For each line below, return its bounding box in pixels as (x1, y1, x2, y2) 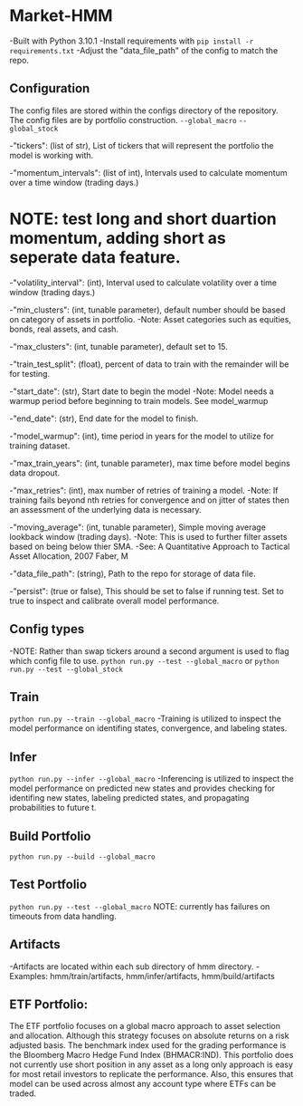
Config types (9, 621, 85, 637)
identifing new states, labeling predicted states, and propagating (9, 793, 250, 803)
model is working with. (9, 149, 94, 160)
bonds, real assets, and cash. (9, 323, 119, 334)
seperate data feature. (9, 246, 181, 267)
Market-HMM (9, 5, 113, 26)
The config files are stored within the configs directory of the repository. (9, 105, 279, 116)
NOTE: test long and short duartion (9, 208, 278, 229)
